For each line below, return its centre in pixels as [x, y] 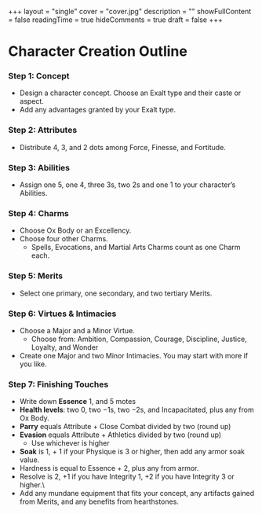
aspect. [32, 101]
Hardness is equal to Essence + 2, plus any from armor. [109, 468]
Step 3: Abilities [39, 167]
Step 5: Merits [36, 276]
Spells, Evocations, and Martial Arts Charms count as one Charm [136, 248]
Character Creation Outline [98, 51]
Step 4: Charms [38, 213]
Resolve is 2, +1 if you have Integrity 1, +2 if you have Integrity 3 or [127, 477]
